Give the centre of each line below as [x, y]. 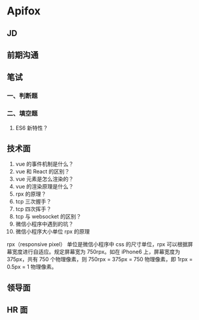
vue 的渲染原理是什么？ [45, 187]
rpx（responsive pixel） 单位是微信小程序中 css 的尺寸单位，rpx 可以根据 [97, 244]
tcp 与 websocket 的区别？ [48, 217]
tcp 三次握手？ [33, 202]
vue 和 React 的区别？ [43, 172]
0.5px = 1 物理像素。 [32, 267]
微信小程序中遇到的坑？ [44, 224]
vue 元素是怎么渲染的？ [45, 179]
